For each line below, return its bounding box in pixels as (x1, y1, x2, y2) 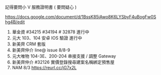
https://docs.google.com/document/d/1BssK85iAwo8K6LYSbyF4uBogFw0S (5, 14, 157, 19)
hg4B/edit (5, 19, 25, 25)
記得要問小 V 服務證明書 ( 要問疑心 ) (5, 4, 77, 10)
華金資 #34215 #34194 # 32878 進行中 (12, 29, 90, 35)
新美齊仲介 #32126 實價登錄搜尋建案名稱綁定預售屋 (12, 60, 115, 65)
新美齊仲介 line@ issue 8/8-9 (12, 47, 70, 53)
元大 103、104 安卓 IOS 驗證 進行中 (12, 35, 82, 41)
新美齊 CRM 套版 (12, 41, 46, 47)
